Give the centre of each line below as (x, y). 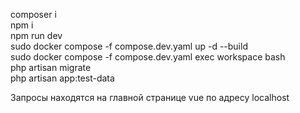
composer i (33, 14)
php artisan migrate (51, 67)
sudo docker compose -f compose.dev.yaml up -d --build (129, 46)
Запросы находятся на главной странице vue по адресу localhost (150, 97)
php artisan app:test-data (62, 78)
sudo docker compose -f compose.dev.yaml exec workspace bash (148, 57)
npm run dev (36, 35)
